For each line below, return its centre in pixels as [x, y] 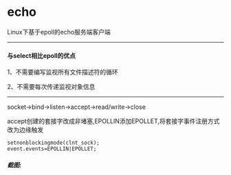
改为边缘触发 [25, 130]
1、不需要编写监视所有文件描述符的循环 [63, 72]
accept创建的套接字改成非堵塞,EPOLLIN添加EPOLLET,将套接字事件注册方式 [113, 121]
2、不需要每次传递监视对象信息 [51, 87]
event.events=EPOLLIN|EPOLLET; [52, 149]
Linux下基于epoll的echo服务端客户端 [59, 32]
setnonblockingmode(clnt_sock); [53, 143]
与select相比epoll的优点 [42, 55]
